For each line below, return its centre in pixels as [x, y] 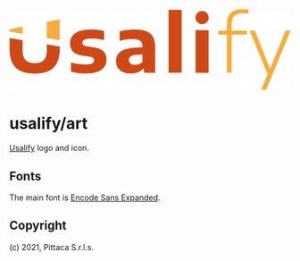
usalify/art [49, 123]
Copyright [38, 226]
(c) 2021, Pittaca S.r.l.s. [52, 247]
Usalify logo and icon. [49, 148]
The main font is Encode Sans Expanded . [85, 198]
